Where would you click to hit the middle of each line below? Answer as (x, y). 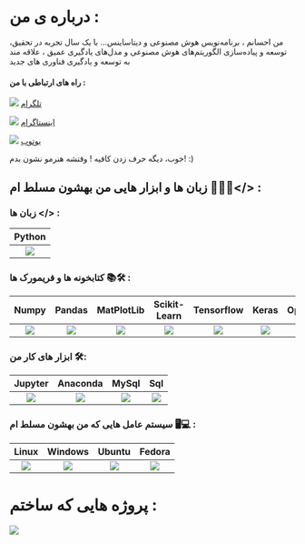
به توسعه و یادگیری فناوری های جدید (70, 61)
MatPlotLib (121, 310)
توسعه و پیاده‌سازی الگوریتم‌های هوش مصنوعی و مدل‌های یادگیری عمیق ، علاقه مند (148, 51)
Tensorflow (218, 310)
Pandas (71, 310)
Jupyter (31, 384)
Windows (68, 451)
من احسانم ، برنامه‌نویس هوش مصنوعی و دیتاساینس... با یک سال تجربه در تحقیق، (147, 42)
